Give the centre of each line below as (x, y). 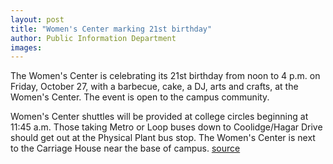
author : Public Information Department (93, 38)
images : (26, 47)
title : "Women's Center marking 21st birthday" (111, 29)
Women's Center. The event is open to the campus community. (140, 97)
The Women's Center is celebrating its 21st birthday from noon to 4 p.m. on (165, 76)
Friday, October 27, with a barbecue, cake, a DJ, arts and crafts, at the (154, 87)
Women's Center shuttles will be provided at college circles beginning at (159, 117)
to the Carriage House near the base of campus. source (125, 148)
